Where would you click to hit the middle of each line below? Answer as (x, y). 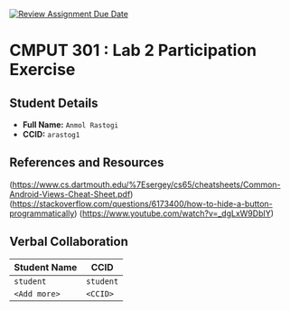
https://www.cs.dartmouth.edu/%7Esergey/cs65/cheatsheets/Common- (147, 184)
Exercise (42, 70)
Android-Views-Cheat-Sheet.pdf (70, 193)
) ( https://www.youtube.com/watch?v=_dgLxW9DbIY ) (173, 213)
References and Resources (87, 163)
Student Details (54, 103)
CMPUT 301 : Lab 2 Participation (133, 51)
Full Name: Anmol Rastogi (70, 125)
